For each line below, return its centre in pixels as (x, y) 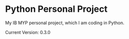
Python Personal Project (57, 9)
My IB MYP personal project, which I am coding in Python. (65, 23)
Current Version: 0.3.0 (28, 32)
